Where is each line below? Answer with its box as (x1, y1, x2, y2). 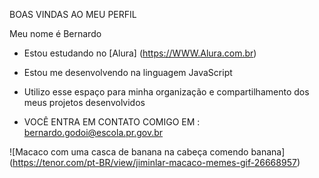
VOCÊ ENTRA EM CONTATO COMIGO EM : (23, 116, 201, 128)
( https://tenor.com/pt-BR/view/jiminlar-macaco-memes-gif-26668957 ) (9, 157, 301, 168)
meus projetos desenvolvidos (23, 97, 146, 108)
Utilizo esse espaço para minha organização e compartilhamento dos (23, 86, 310, 98)
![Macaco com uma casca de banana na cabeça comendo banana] (9, 146, 286, 158)
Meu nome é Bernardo (9, 28, 102, 39)
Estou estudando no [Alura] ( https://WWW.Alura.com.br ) (23, 47, 257, 59)
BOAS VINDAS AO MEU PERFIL (9, 9, 137, 20)
